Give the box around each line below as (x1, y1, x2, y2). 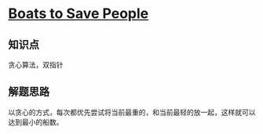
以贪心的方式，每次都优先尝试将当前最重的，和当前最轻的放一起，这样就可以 (8, 107, 256, 117)
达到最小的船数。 (8, 117, 64, 126)
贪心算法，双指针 (8, 60, 64, 69)
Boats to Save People (8, 5, 149, 23)
